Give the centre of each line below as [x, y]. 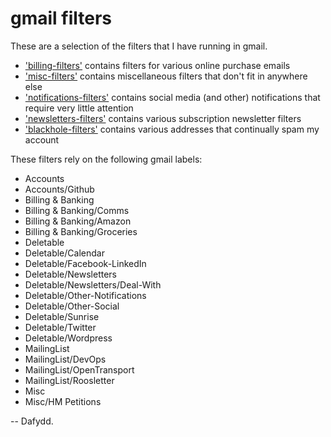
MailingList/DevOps [65, 359]
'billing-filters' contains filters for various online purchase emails [157, 65]
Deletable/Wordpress [68, 338]
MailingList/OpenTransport [79, 369]
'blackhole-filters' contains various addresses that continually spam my [172, 129]
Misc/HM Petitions [63, 401]
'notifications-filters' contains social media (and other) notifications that [172, 97]
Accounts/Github [59, 189]
